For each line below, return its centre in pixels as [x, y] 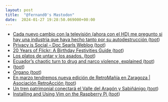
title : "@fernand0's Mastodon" [40, 15]
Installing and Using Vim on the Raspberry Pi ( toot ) [66, 94]
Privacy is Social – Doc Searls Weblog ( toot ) [59, 45]
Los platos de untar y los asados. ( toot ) [54, 56]
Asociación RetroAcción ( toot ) [44, 83]
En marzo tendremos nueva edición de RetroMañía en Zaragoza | [81, 78]
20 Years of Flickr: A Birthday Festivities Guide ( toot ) [68, 50]
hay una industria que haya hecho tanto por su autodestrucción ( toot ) [86, 39]
